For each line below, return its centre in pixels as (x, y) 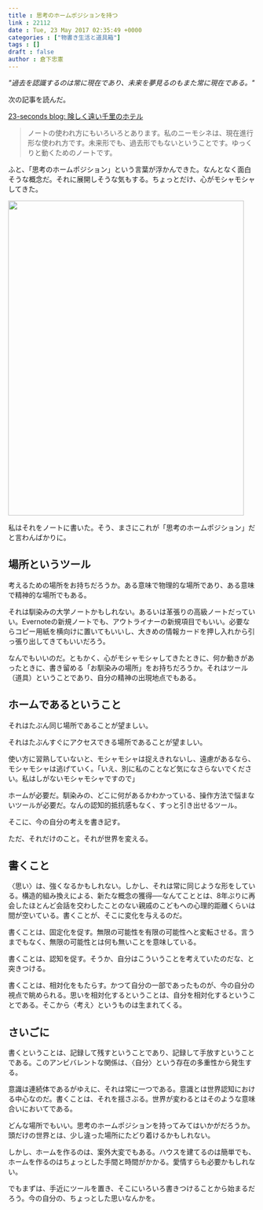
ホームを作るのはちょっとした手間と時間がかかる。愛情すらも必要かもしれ (128, 1162)
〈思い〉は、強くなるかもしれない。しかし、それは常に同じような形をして (128, 886)
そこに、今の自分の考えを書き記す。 (66, 821)
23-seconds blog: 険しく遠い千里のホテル (76, 116)
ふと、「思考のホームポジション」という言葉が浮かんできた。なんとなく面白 (130, 169)
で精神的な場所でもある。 (49, 594)
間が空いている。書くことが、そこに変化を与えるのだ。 (97, 916)
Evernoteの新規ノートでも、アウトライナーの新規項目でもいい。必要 (132, 621)
